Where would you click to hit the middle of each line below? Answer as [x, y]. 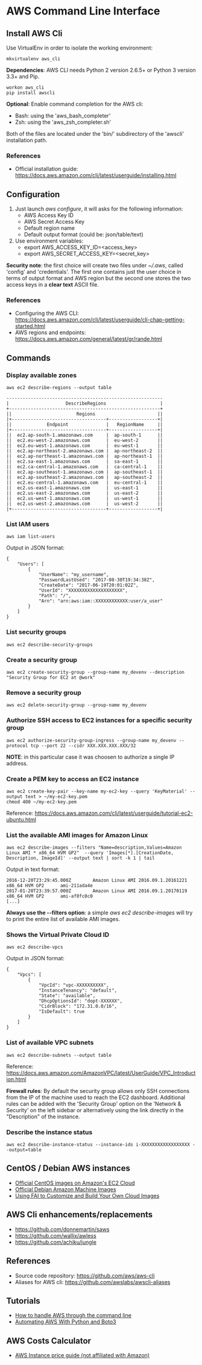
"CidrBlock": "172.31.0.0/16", [78, 1006]
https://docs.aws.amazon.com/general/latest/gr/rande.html [89, 339]
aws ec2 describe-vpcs [35, 947]
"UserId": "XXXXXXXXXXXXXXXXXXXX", [83, 591]
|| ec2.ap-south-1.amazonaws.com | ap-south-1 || [85, 435]
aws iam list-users [31, 537]
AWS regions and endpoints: [50, 332]
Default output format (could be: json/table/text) [84, 235]
